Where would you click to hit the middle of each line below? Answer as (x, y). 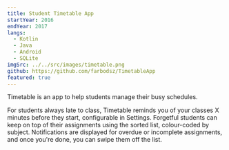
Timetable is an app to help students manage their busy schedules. (102, 97)
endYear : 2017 (28, 26)
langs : (17, 33)
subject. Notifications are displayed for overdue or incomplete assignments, (115, 132)
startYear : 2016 (30, 20)
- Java (23, 45)
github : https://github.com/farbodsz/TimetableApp (81, 71)
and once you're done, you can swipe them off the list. (84, 140)
